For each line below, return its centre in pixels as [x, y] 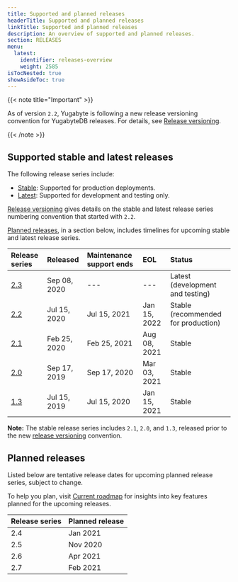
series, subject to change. [45, 483]
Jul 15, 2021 [109, 314]
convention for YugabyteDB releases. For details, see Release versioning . [114, 121]
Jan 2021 [85, 533]
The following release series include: [61, 174]
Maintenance [109, 256]
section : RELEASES [34, 40]
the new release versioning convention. [65, 435]
